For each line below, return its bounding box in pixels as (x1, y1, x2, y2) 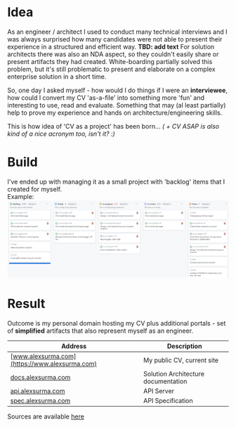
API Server (143, 386, 174, 395)
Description (166, 342, 202, 350)
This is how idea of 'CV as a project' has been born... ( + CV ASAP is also (7, 122, 220, 130)
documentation (143, 377, 188, 385)
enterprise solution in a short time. (7, 72, 107, 81)
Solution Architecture (143, 369, 205, 378)
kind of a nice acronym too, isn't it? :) (7, 129, 116, 138)
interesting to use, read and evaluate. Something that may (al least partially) (7, 101, 226, 109)
